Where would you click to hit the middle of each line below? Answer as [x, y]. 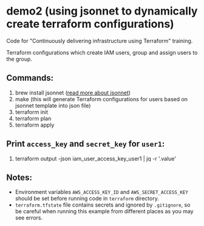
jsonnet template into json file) [53, 105]
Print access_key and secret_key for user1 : [86, 144]
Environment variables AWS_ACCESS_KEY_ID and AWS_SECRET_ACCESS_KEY [101, 192]
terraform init [32, 112]
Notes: [19, 177]
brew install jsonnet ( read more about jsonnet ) [73, 93]
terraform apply [35, 125]
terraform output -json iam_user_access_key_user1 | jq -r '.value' [96, 158]
